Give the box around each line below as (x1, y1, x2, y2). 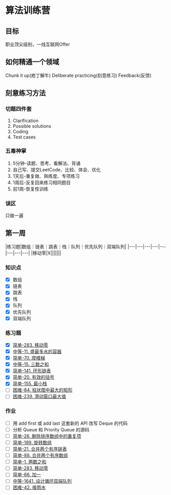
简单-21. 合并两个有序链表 (12, 446, 67, 452)
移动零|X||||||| (32, 250, 61, 256)
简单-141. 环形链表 (12, 368, 51, 374)
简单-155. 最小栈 (12, 381, 48, 387)
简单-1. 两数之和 (12, 459, 47, 465)
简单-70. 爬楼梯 (12, 355, 46, 361)
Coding (12, 128, 29, 134)
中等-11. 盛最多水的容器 (12, 348, 62, 354)
